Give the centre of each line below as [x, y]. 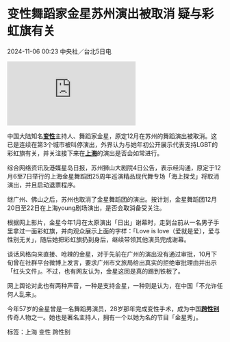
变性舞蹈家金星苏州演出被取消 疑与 [104, 14]
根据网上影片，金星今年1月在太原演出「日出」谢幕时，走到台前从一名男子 [110, 222]
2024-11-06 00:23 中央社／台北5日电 [59, 51]
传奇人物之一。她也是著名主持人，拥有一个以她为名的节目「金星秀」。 [104, 317]
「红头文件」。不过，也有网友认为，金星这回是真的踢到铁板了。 [95, 271]
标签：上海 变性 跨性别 [39, 332]
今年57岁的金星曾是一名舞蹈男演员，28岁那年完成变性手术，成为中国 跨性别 [113, 308]
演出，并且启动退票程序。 [43, 185]
